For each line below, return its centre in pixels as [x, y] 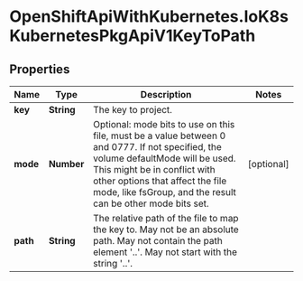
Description [166, 94]
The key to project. [133, 110]
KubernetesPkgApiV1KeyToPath [133, 36]
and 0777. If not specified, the [158, 147]
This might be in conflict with [154, 169]
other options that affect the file [160, 181]
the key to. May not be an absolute [166, 229]
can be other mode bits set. [151, 203]
